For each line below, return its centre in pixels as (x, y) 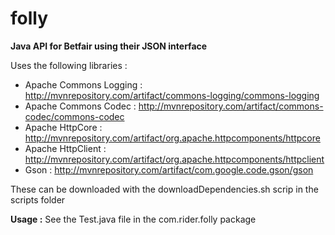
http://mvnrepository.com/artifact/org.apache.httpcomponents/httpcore (172, 138)
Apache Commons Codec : (80, 106)
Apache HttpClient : (65, 148)
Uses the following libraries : (69, 65)
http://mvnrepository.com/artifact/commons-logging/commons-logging (172, 95)
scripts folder (38, 199)
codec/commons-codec (74, 116)
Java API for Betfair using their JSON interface (109, 46)
